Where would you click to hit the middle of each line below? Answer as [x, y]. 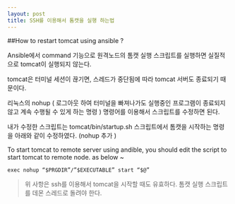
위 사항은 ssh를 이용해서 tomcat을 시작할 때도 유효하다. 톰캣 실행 [114, 184]
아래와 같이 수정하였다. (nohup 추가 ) [66, 136]
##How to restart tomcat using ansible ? [66, 40]
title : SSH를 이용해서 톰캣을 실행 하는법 [61, 20]
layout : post [26, 14]
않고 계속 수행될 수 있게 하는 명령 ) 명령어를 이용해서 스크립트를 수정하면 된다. [114, 112]
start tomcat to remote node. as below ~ [66, 157]
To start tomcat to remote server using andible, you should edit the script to [117, 150]
